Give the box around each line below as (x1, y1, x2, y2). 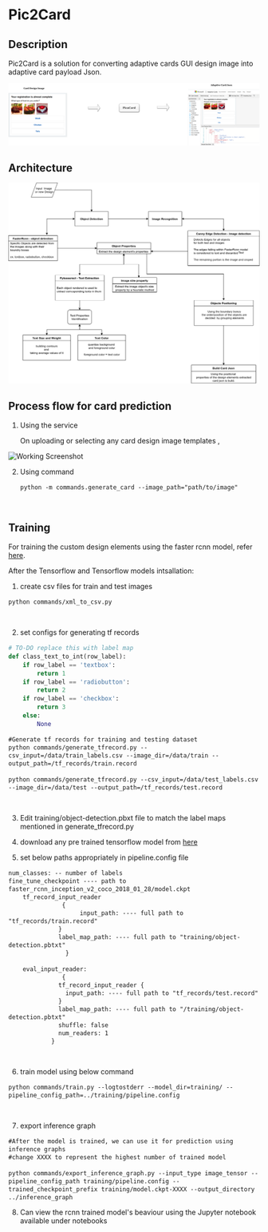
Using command (19, 467, 74, 477)
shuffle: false (58, 1021, 109, 1029)
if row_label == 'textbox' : (22, 660, 116, 669)
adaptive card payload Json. (8, 67, 102, 77)
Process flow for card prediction (8, 399, 172, 413)
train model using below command (19, 1066, 134, 1076)
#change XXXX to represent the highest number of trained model (8, 1153, 227, 1162)
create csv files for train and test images (19, 582, 153, 592)
